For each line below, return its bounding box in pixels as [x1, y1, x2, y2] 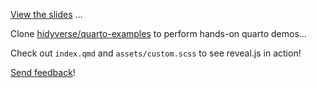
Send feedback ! [10, 67, 76, 78]
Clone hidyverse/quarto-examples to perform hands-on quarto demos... [10, 28, 307, 39]
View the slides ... [10, 9, 83, 20]
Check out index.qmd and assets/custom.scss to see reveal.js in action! [10, 47, 302, 59]
